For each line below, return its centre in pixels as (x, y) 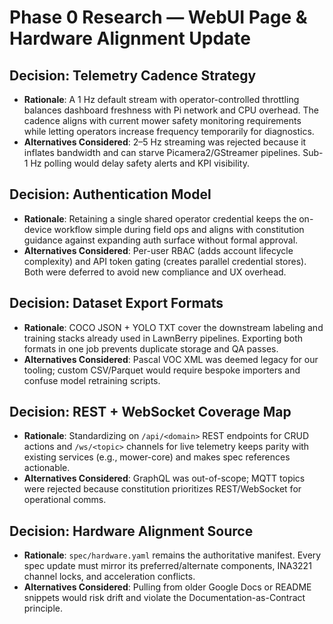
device (37, 229)
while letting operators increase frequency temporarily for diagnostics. (169, 131)
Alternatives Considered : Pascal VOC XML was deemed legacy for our (171, 359)
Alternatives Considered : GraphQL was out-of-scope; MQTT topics (164, 478)
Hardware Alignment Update (130, 38)
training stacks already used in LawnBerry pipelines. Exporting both (163, 338)
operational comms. (65, 500)
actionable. (47, 468)
